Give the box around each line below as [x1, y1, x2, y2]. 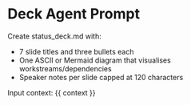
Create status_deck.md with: [7, 31, 101, 41]
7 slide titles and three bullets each [18, 46, 134, 56]
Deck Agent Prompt [7, 5, 141, 23]
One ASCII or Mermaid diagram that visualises [18, 55, 171, 65]
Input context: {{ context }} [7, 87, 97, 97]
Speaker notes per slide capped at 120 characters [18, 72, 184, 82]
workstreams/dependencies [18, 63, 113, 73]
